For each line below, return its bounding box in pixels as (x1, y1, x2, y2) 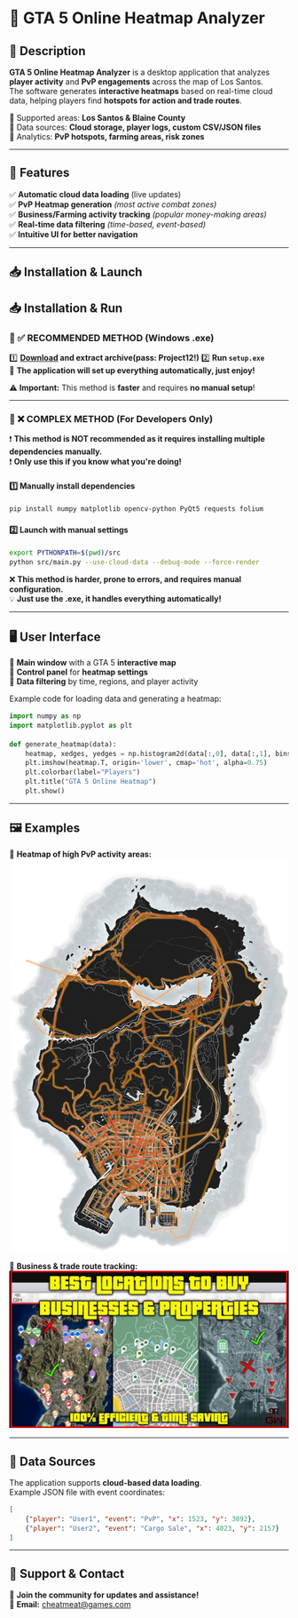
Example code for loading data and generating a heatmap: (9, 693, 222, 705)
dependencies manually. (9, 446, 103, 457)
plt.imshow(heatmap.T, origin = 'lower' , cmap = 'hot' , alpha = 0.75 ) (25, 759, 268, 768)
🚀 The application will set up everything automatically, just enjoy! (9, 364, 255, 376)
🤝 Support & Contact (9, 1566, 125, 1581)
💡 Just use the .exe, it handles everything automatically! (9, 594, 222, 604)
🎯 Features (9, 165, 70, 180)
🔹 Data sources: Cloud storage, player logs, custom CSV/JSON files (9, 122, 262, 132)
